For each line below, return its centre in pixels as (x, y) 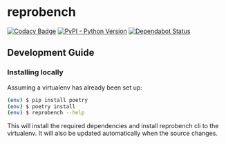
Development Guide (51, 53)
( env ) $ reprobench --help (46, 113)
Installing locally (35, 72)
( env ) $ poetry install (41, 106)
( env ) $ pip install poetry (48, 100)
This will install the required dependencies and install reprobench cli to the (113, 126)
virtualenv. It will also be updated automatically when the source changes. (112, 133)
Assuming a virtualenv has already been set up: (75, 88)
